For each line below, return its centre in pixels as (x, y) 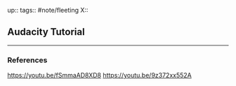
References (27, 60)
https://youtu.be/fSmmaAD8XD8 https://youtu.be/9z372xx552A (99, 76)
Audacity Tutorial (46, 32)
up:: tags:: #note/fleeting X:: (48, 10)
